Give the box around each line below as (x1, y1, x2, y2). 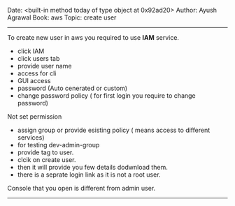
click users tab (17, 54, 60, 62)
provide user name (17, 62, 72, 70)
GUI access (17, 77, 51, 84)
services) (17, 133, 45, 142)
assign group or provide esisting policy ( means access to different (17, 126, 211, 134)
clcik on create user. (17, 156, 76, 163)
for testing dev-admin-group (17, 141, 100, 149)
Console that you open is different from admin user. (7, 184, 156, 192)
